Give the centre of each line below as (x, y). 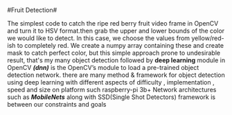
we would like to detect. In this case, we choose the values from (99, 38)
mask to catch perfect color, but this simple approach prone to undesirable (114, 53)
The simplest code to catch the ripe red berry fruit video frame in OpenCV (113, 23)
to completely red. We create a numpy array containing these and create (120, 45)
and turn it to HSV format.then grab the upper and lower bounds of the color (116, 31)
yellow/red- (208, 38)
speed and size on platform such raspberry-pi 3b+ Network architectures (112, 90)
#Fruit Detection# (32, 10)
